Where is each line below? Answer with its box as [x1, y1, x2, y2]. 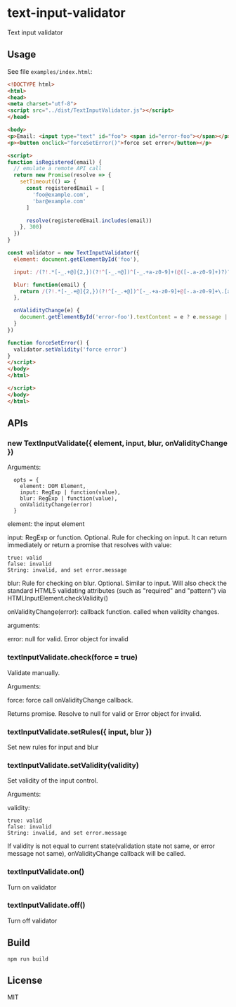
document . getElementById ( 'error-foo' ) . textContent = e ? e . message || [20, 314, 231, 321]
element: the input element [7, 520, 85, 528]
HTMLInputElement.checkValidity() [7, 594, 109, 603]
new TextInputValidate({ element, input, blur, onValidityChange [7, 438, 228, 448]
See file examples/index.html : [7, 67, 93, 75]
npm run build [7, 955, 49, 963]
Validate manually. [7, 668, 60, 676]
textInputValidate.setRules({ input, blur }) [7, 726, 152, 736]
